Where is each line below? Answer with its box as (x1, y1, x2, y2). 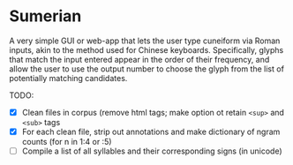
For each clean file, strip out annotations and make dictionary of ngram (21, 126, 281, 137)
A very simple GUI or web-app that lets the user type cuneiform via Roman (9, 35, 281, 46)
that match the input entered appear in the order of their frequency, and (9, 54, 270, 64)
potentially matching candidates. (9, 72, 128, 83)
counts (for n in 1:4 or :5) (21, 137, 112, 147)
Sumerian (9, 6, 82, 26)
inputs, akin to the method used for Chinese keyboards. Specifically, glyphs (9, 44, 284, 55)
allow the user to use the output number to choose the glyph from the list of (9, 64, 285, 74)
